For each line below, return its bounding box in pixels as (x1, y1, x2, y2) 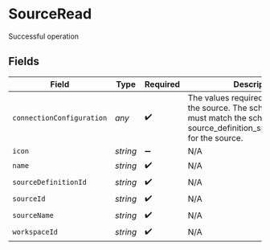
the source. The (187, 102, 247, 113)
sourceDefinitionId (12, 178, 87, 187)
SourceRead (8, 5, 92, 23)
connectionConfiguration (12, 113, 108, 122)
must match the (187, 112, 247, 123)
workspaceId (12, 227, 59, 237)
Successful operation (8, 31, 79, 41)
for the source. (187, 132, 243, 143)
